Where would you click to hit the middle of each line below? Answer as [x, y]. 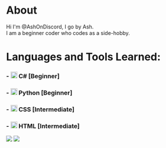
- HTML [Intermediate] [43, 126]
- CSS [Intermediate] [40, 109]
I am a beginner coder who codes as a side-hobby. [68, 33]
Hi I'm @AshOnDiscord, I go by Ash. [50, 27]
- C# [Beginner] [33, 76]
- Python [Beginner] [39, 92]
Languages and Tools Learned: [84, 57]
